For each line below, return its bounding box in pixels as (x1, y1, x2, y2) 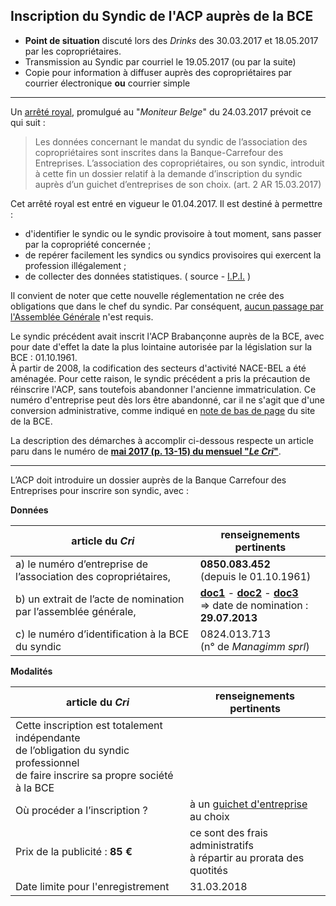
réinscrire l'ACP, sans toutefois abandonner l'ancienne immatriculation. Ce (10, 383, 317, 395)
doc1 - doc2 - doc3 (199, 585, 299, 599)
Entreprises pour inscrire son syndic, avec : (10, 484, 189, 496)
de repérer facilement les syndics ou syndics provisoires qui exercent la (24, 249, 322, 261)
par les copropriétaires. (24, 45, 122, 57)
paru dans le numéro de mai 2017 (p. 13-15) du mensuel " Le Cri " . (10, 445, 282, 457)
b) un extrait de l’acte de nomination (15, 592, 185, 606)
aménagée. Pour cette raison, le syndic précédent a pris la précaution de (10, 372, 311, 384)
